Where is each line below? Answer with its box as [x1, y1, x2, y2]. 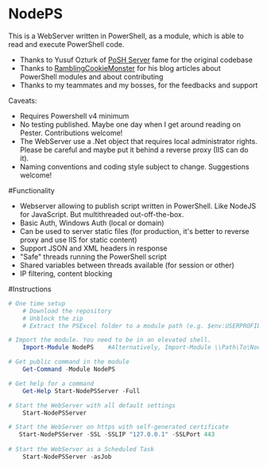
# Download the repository [22, 307, 112, 315]
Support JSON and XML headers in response [19, 243, 168, 253]
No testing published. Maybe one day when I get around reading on [19, 119, 241, 129]
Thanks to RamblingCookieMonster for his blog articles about [19, 63, 221, 72]
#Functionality [8, 185, 56, 195]
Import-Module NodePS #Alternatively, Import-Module [22, 344, 212, 352]
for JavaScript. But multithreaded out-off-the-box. [19, 209, 184, 219]
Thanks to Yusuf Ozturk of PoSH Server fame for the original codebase [19, 55, 253, 64]
